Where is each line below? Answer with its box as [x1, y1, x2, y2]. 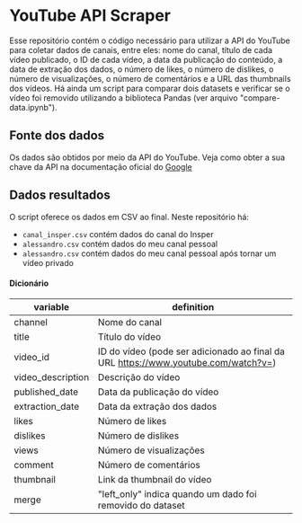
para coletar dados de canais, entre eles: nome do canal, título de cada [9, 44, 272, 55]
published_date [13, 386, 79, 398]
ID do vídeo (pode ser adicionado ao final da [97, 345, 285, 358]
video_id [13, 350, 50, 363]
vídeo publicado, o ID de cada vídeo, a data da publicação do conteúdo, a [9, 54, 283, 65]
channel [13, 315, 48, 328]
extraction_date [13, 400, 80, 412]
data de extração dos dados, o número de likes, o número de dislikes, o [9, 64, 274, 75]
